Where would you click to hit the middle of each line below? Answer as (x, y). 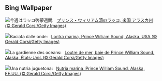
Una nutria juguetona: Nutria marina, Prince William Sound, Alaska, (77, 68)
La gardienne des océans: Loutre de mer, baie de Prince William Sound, (82, 52)
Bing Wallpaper (29, 8)
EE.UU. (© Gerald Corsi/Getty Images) (43, 73)
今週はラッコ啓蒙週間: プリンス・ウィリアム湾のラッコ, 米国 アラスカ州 (81, 20)
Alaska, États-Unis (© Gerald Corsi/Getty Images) (54, 57)
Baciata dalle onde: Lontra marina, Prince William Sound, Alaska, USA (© (83, 36)
